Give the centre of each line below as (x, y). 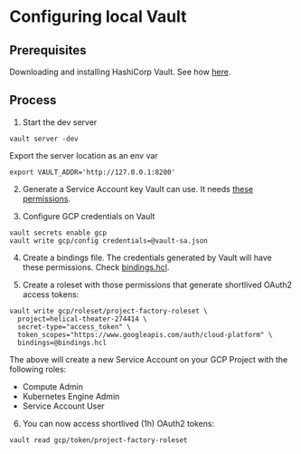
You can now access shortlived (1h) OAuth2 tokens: (118, 423)
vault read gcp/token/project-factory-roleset (99, 440)
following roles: (38, 369)
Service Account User (64, 406)
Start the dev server (60, 122)
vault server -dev (44, 139)
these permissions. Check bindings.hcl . (96, 267)
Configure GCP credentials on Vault (89, 216)
